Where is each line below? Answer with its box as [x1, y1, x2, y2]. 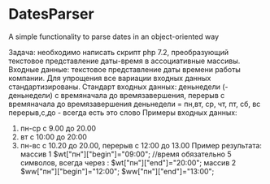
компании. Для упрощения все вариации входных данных [8, 73, 211, 83]
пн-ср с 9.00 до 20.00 [20, 123, 96, 133]
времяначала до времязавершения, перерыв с [60, 90, 225, 100]
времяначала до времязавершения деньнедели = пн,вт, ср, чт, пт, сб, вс [8, 99, 261, 109]
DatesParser [8, 5, 95, 24]
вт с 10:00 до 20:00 [20, 131, 88, 142]
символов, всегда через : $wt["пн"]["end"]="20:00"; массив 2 [20, 157, 237, 167]
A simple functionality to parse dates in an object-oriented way [8, 32, 220, 41]
